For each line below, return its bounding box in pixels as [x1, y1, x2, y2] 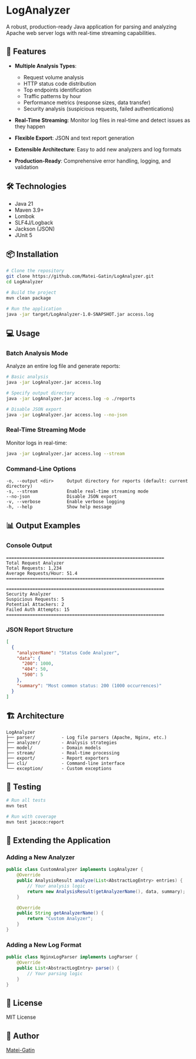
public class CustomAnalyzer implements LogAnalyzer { [6, 867, 144, 873]
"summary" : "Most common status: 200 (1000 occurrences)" [16, 682, 162, 689]
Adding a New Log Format [6, 941, 82, 949]
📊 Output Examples [6, 521, 81, 531]
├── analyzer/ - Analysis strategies [6, 740, 117, 746]
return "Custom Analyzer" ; [27, 916, 94, 922]
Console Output [6, 542, 52, 550]
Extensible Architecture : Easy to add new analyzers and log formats [14, 145, 182, 153]
